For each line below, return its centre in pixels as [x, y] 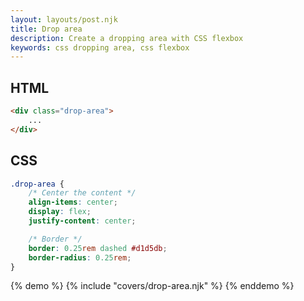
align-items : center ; [73, 202]
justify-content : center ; [82, 221]
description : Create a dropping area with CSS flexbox [127, 38]
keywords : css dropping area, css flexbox [100, 47]
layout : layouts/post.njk [64, 19]
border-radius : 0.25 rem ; [80, 257]
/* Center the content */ [82, 193]
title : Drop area [46, 29]
